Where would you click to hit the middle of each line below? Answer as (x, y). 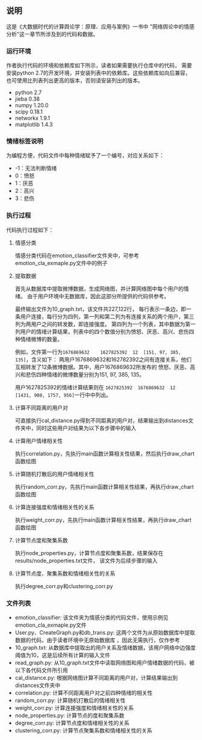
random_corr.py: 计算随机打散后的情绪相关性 (70, 700)
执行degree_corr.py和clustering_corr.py (64, 586)
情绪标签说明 (25, 142)
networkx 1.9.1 (32, 118)
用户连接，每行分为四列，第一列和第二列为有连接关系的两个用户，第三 (107, 316)
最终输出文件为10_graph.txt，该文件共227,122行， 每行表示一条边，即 (100, 309)
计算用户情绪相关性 (39, 441)
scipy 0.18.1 (29, 112)
